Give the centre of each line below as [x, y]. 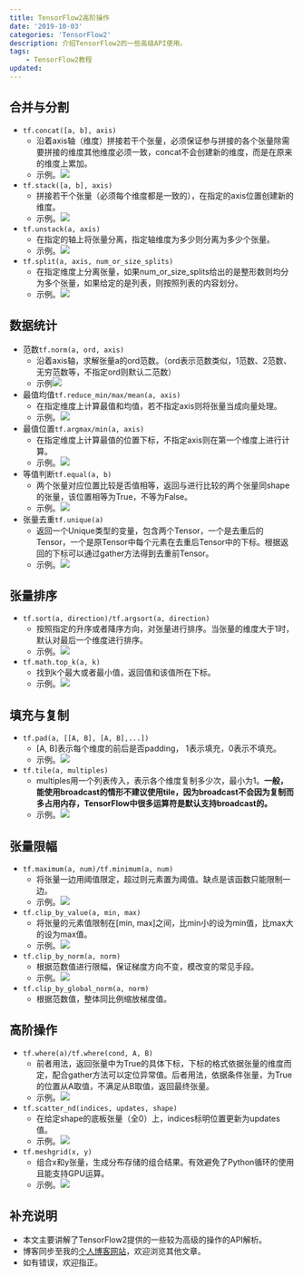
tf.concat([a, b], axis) [69, 131]
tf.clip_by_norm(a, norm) [71, 956]
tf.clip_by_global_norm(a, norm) [86, 989]
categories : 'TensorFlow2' [60, 34]
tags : [20, 52]
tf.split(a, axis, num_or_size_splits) [98, 261]
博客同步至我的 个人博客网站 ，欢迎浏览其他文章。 [114, 1251]
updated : [26, 69]
